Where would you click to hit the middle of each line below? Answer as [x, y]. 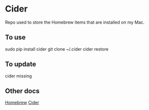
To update [21, 64]
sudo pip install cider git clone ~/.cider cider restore [57, 49]
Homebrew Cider [22, 103]
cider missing [19, 76]
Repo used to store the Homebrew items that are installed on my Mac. [75, 22]
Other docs [22, 91]
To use [15, 37]
